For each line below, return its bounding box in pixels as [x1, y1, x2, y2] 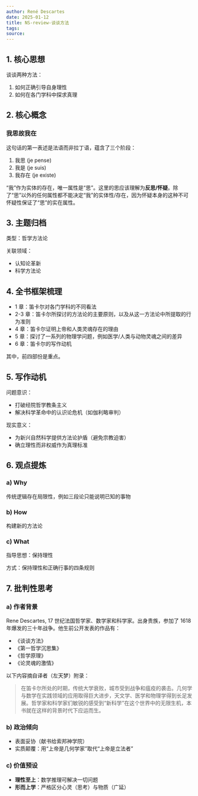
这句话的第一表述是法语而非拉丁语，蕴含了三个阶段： [6, 144, 136, 151]
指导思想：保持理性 [6, 552, 53, 559]
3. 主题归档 [6, 218, 47, 228]
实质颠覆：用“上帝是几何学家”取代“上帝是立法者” [14, 745, 133, 752]
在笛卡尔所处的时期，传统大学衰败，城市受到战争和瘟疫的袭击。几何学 [20, 684, 193, 692]
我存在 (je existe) [14, 171, 56, 179]
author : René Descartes [6, 8, 65, 15]
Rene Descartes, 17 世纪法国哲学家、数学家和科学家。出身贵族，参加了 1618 [6, 617, 191, 625]
